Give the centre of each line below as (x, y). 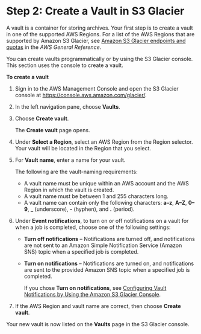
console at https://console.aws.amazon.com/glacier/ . (81, 95)
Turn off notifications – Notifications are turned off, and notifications (110, 239)
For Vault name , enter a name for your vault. (70, 160)
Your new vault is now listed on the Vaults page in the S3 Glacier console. (98, 324)
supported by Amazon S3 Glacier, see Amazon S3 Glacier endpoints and (96, 40)
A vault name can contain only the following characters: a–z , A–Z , (105, 202)
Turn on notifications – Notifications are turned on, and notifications (109, 263)
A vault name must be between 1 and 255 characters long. (96, 196)
